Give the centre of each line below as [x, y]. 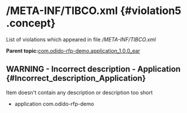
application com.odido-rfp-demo [54, 104]
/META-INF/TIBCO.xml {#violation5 [94, 11]
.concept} [31, 23]
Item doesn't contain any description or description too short [79, 93]
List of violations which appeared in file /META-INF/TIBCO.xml [81, 39]
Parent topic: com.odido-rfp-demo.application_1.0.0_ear [73, 50]
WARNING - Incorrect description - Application [93, 69]
